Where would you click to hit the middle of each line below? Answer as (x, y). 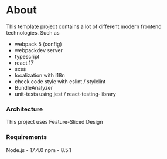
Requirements (27, 137)
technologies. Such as (33, 32)
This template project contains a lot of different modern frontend (84, 26)
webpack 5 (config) (38, 44)
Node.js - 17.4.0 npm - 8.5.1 (39, 150)
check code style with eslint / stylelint (60, 81)
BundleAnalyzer (34, 87)
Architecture (25, 109)
